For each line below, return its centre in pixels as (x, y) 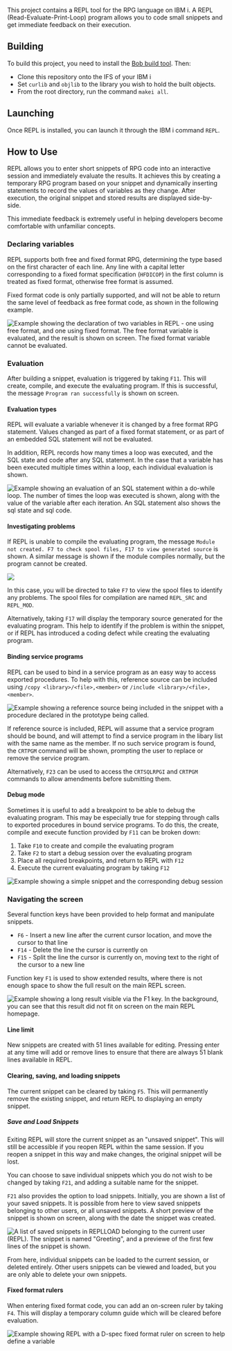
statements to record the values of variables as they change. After (101, 191)
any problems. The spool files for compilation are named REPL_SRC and (107, 598)
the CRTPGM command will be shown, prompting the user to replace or (105, 750)
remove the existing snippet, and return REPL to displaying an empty (105, 1098)
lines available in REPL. (40, 1060)
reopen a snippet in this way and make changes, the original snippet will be (114, 1154)
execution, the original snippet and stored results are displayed (97, 198)
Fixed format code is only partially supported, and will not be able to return (114, 295)
